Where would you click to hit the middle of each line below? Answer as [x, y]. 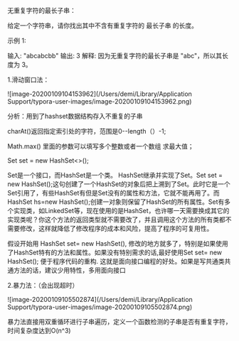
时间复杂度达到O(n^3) [39, 330]
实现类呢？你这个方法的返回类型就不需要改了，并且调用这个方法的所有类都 [116, 220]
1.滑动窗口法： [28, 80]
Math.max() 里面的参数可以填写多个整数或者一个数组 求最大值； [101, 146]
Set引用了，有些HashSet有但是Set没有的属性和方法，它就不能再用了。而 [114, 193]
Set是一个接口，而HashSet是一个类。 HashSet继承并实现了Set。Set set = [115, 175]
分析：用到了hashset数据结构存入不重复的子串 [75, 116]
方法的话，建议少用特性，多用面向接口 [69, 270]
